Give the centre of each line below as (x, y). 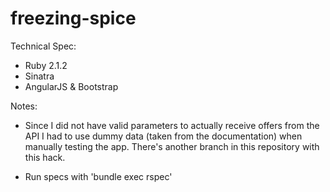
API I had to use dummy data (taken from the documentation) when (163, 136)
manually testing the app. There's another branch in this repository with (172, 146)
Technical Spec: (43, 46)
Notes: (24, 106)
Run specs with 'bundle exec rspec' (98, 176)
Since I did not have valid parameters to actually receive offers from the (172, 125)
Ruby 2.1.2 (46, 65)
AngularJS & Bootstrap (71, 86)
